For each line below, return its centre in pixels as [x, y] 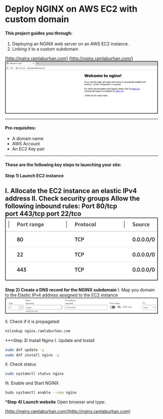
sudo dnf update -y [25, 350]
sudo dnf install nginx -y [32, 355]
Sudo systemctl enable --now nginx [41, 393]
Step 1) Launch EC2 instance [34, 175]
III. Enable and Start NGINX [32, 383]
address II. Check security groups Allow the [73, 198]
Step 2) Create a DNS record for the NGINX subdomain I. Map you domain [80, 290]
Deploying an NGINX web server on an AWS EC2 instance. [71, 44]
